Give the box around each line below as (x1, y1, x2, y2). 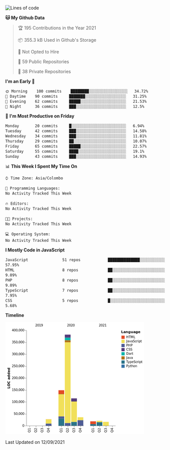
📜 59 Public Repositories (17, 59, 70, 65)
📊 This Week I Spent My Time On (5, 163, 77, 169)
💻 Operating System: (5, 232, 51, 237)
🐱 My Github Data (5, 15, 45, 20)
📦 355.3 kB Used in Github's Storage (17, 37, 97, 43)
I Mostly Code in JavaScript (5, 247, 65, 253)
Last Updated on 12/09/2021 (5, 439, 65, 445)
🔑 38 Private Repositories (17, 69, 71, 74)
